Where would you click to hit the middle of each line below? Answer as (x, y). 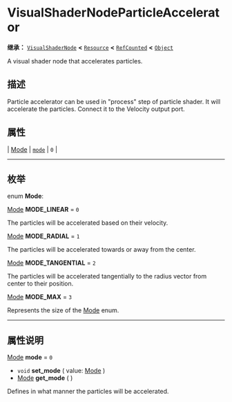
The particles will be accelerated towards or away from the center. (101, 250)
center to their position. (40, 283)
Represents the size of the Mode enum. (63, 310)
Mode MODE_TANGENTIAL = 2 (51, 263)
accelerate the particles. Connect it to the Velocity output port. (96, 109)
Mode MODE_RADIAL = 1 (43, 237)
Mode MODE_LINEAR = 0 (43, 210)
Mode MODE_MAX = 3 (40, 297)
